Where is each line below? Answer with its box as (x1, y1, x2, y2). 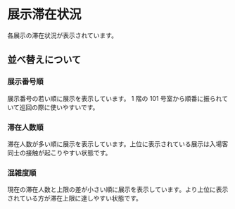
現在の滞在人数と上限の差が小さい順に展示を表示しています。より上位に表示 (7, 185, 229, 194)
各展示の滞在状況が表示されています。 (7, 31, 118, 40)
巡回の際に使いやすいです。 (19, 103, 99, 112)
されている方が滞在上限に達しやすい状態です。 (7, 194, 143, 203)
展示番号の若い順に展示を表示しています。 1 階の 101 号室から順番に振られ (7, 94, 222, 102)
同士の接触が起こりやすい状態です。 (7, 148, 112, 157)
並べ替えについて (7, 54, 82, 66)
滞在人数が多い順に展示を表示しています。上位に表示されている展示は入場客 (7, 139, 229, 148)
